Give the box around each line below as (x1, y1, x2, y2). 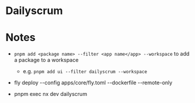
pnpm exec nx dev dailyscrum (14, 91, 88, 98)
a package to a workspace (14, 57, 79, 64)
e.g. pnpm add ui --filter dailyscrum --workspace (22, 68, 148, 75)
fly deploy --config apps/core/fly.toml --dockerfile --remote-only (14, 79, 173, 86)
